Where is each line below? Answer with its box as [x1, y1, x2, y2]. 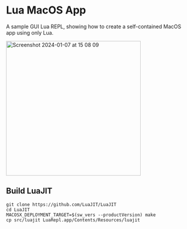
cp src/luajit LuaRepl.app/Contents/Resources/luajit [6, 217, 141, 223]
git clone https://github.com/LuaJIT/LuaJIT [6, 201, 117, 207]
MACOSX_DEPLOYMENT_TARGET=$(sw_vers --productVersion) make [6, 212, 157, 218]
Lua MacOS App [6, 4, 86, 17]
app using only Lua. [6, 29, 54, 36]
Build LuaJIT [6, 186, 53, 196]
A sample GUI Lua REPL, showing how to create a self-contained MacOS [6, 23, 182, 30]
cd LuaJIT [6, 207, 30, 213]
